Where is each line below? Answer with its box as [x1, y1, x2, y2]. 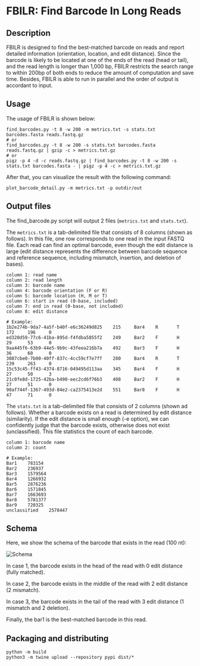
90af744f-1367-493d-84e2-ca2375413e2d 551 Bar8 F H [6, 387, 180, 393]
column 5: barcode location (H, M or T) [6, 292, 108, 299]
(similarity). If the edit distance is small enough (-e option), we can [6, 415, 169, 422]
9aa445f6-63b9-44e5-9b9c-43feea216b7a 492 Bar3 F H [6, 345, 180, 351]
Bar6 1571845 [6, 486, 46, 492]
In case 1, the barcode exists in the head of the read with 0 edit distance [6, 562, 183, 569]
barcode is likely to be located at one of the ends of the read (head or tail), [6, 57, 189, 63]
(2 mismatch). [6, 587, 40, 594]
